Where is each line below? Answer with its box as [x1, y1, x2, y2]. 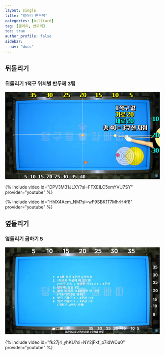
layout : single [5, 8, 36, 13]
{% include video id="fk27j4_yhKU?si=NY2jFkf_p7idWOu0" [5, 339, 125, 345]
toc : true [5, 29, 26, 34]
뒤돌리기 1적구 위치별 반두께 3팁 [5, 80, 76, 87]
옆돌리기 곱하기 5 [5, 236, 43, 242]
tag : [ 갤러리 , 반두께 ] [5, 24, 46, 29]
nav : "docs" [9, 44, 34, 49]
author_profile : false [5, 34, 52, 39]
